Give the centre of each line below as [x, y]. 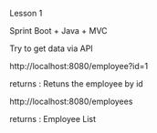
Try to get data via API [51, 48]
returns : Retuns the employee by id [76, 84]
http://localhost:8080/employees [71, 101]
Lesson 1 [26, 13]
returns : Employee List [53, 119]
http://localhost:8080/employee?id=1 [79, 66]
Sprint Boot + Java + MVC [58, 31]
